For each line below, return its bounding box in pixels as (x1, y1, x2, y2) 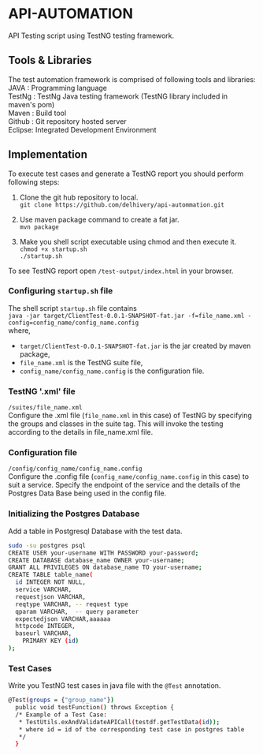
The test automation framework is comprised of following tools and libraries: (8, 74, 256, 84)
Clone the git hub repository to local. (19, 192, 139, 202)
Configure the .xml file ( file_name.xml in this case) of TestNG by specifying (8, 411, 252, 420)
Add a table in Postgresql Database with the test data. (8, 526, 183, 536)
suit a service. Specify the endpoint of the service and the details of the (8, 480, 241, 490)
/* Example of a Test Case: (15, 711, 108, 719)
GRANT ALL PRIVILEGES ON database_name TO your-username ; (8, 563, 202, 572)
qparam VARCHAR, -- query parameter (15, 607, 139, 615)
